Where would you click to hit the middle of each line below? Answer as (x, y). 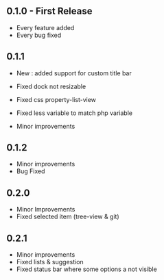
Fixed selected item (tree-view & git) (68, 217)
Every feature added (45, 27)
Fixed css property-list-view (56, 99)
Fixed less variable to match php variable (74, 113)
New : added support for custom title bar (74, 73)
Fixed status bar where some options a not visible (86, 269)
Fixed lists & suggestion (50, 262)
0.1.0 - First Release (49, 11)
